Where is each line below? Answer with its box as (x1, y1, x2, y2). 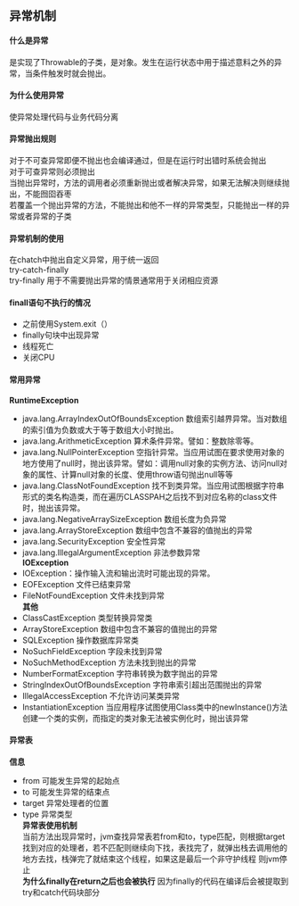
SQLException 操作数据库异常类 (21, 635, 140, 645)
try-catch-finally (9, 264, 69, 275)
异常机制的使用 (9, 233, 64, 244)
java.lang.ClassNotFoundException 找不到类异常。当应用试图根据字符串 (21, 480, 285, 491)
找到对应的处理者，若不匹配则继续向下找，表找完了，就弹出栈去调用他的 (21, 842, 287, 852)
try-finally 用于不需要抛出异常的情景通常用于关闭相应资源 (9, 275, 219, 286)
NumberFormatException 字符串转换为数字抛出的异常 (21, 668, 218, 678)
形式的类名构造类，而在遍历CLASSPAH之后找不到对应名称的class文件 (21, 491, 278, 502)
